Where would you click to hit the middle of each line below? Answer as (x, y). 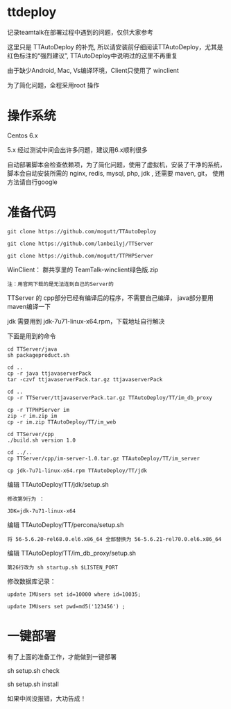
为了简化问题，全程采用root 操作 (53, 85)
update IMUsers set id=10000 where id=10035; (74, 594)
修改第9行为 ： (26, 499)
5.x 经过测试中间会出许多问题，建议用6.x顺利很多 (77, 149)
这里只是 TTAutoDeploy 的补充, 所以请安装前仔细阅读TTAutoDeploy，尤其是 (115, 47)
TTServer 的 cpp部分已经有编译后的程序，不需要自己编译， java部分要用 (110, 298)
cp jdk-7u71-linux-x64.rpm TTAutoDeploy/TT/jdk (77, 470)
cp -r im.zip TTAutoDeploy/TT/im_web (62, 422)
